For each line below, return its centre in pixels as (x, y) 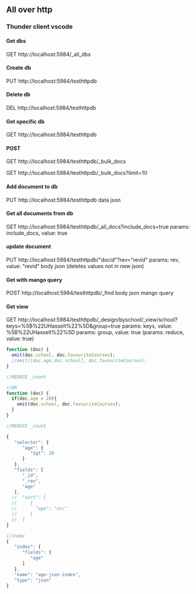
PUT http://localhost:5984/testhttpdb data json (64, 200)
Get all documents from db (39, 213)
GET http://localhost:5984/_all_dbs (48, 54)
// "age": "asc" (39, 509)
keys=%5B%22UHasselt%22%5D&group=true (64, 326)
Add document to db (32, 186)
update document (29, 247)
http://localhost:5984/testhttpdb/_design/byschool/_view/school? (98, 320)
